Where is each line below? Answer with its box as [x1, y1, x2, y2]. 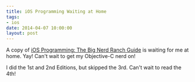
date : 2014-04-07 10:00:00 [6, 25, 72, 31]
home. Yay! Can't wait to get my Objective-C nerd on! [6, 53, 136, 60]
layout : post [6, 30, 38, 36]
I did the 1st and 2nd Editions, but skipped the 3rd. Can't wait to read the [6, 64, 181, 71]
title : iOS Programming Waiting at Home [6, 8, 107, 15]
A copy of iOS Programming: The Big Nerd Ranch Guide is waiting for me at [6, 46, 189, 53]
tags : [6, 14, 19, 20]
